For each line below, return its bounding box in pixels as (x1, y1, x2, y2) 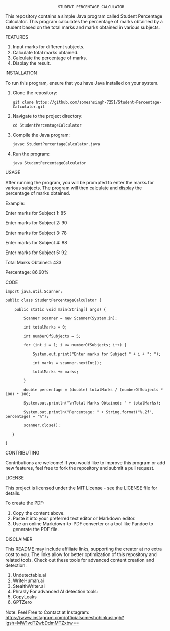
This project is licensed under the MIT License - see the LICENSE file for (5, 485, 157, 491)
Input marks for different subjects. (12, 44, 85, 50)
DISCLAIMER (5, 536, 33, 542)
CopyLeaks (12, 594, 37, 600)
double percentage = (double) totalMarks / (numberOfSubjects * (23, 387, 163, 392)
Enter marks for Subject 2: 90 (5, 220, 67, 226)
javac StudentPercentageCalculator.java (12, 142, 100, 147)
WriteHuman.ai (12, 577, 44, 584)
